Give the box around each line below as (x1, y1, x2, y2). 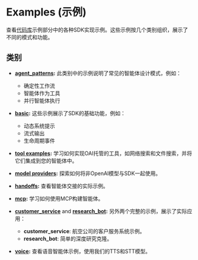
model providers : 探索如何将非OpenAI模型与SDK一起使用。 (14, 170, 161, 177)
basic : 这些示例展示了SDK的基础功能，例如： (14, 109, 126, 116)
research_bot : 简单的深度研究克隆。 (23, 235, 113, 242)
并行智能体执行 (23, 97, 60, 104)
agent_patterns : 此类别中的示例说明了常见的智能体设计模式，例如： (14, 69, 182, 77)
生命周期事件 (23, 137, 55, 144)
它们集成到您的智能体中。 (14, 157, 78, 164)
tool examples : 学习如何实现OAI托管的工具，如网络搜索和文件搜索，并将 (14, 150, 193, 157)
